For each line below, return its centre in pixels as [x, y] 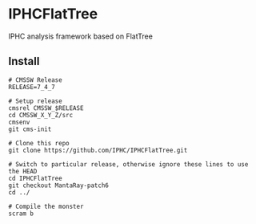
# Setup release [35, 101]
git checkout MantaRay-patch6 [59, 185]
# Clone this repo [39, 143]
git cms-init [30, 129]
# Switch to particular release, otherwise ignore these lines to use [128, 164]
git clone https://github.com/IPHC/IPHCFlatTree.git [98, 150]
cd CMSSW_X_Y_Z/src [41, 115]
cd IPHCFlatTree [35, 178]
